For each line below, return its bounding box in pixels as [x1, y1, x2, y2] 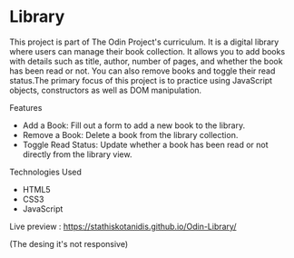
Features [9, 102, 43, 113]
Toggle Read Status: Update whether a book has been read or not [22, 139, 269, 150]
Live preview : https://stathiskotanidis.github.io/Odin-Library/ [9, 221, 237, 232]
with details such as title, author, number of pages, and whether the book [9, 55, 283, 66]
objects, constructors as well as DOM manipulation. [9, 84, 202, 95]
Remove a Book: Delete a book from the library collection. [22, 129, 239, 140]
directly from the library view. [22, 148, 132, 160]
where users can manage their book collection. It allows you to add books [9, 45, 286, 56]
